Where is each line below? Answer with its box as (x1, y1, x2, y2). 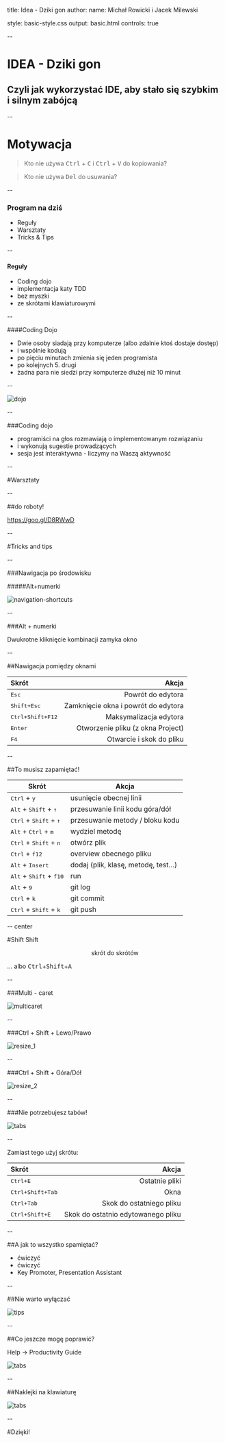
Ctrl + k (10, 893, 36, 903)
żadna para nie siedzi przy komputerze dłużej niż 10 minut (16, 368, 181, 377)
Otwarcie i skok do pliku (107, 734, 184, 744)
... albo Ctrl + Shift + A (7, 962, 72, 970)
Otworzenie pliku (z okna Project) (76, 723, 184, 733)
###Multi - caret (7, 989, 53, 997)
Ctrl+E (10, 1177, 31, 1184)
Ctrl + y (10, 793, 36, 803)
